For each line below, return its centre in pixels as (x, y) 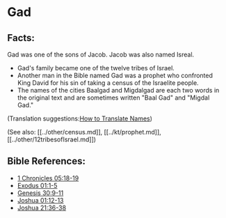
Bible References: (46, 161)
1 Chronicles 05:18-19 (48, 178)
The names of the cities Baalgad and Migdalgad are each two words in (118, 90)
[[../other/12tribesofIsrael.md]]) (51, 139)
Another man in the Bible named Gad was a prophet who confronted (115, 75)
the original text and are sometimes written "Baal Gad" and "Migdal (113, 98)
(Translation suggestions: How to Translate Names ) (80, 118)
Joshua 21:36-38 (42, 208)
